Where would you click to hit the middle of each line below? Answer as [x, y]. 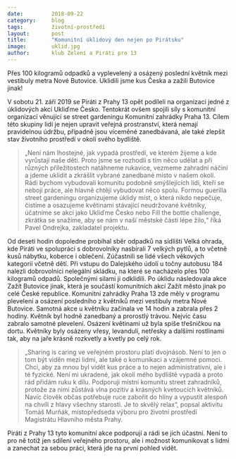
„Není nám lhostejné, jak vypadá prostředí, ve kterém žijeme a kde [120, 153]
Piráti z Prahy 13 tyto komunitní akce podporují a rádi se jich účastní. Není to [117, 433]
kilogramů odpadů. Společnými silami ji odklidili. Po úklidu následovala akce [117, 278]
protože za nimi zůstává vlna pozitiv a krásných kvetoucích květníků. [124, 389]
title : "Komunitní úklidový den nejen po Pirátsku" [96, 40]
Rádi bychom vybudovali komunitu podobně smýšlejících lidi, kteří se [124, 182]
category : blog [36, 20]
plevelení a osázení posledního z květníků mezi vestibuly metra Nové [107, 301]
